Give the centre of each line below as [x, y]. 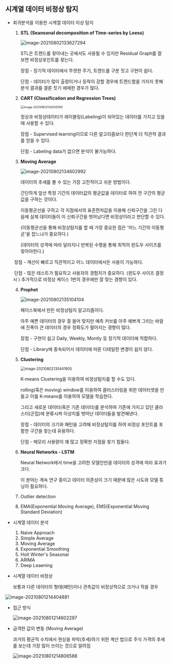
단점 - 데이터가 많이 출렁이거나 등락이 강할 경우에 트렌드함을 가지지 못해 [92, 81]
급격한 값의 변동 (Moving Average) [48, 628]
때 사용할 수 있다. [37, 123]
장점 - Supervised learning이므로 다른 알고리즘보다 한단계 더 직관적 [88, 134]
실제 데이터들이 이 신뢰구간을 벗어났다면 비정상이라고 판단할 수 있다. [98, 216]
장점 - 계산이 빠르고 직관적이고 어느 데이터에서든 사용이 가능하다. [79, 262]
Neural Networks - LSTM [47, 452]
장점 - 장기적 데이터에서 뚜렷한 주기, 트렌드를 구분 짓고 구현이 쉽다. [87, 70]
